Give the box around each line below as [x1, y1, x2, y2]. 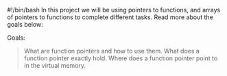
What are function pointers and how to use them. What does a [23, 47, 200, 55]
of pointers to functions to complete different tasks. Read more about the [7, 13, 214, 21]
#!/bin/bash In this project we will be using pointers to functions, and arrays [7, 6, 221, 14]
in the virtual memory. [23, 62, 86, 69]
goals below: [7, 21, 43, 28]
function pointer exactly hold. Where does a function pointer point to [23, 54, 218, 62]
